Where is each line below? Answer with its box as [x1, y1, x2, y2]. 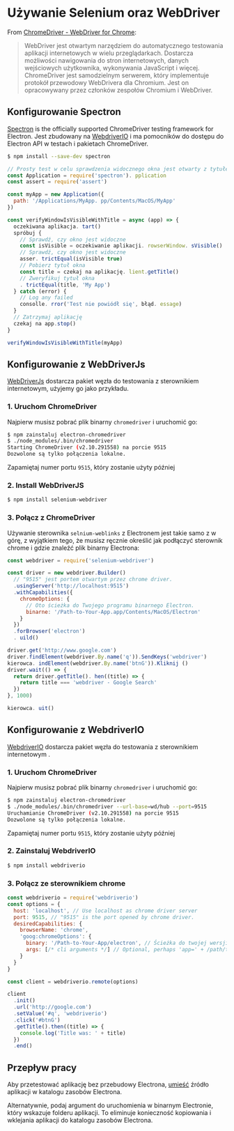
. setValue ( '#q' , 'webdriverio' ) [13, 1010, 108, 1017]
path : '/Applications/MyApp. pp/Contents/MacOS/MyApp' [13, 197, 176, 205]
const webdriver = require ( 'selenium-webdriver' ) [7, 557, 155, 564]
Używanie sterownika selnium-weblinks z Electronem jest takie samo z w [7, 528, 217, 537]
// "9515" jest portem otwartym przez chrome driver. [13, 576, 173, 583]
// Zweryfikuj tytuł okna [19, 275, 95, 282]
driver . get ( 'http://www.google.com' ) [7, 647, 117, 654]
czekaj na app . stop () [13, 320, 77, 327]
